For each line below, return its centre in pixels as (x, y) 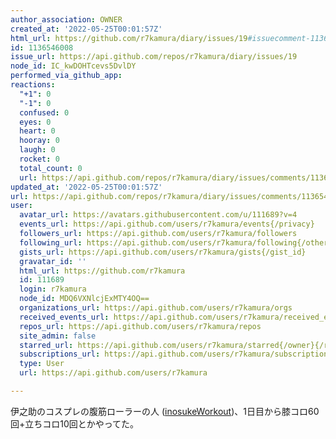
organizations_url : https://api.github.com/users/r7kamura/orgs (156, 308)
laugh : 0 (37, 150)
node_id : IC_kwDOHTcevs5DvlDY (73, 66)
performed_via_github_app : (66, 76)
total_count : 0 (51, 168)
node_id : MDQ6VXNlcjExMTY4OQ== (84, 299)
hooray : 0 (39, 141)
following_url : (51, 242)
